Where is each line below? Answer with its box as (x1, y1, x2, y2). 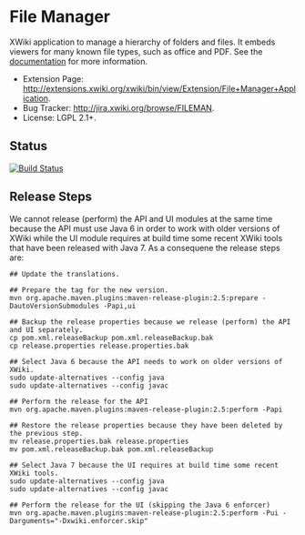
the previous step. (9, 429, 84, 438)
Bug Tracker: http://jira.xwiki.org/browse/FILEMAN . (22, 102, 215, 113)
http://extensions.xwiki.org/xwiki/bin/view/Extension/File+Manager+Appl (22, 83, 296, 94)
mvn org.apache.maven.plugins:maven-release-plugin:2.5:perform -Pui (9, 508, 280, 518)
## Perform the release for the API (9, 397, 148, 406)
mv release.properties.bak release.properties (9, 437, 189, 446)
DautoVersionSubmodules (9, 301, 100, 310)
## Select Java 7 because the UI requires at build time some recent (9, 460, 280, 469)
